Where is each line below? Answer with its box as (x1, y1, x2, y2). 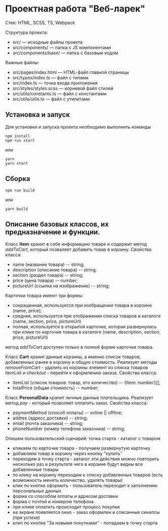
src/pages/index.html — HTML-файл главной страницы (12, 69, 129, 75)
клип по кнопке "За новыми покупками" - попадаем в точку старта (12, 520, 157, 526)
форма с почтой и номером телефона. (12, 498, 95, 505)
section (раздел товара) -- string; (12, 272, 83, 278)
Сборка (5, 174, 30, 183)
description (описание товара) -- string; (12, 267, 97, 273)
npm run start (5, 138, 35, 143)
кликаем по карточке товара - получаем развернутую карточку (12, 445, 151, 451)
